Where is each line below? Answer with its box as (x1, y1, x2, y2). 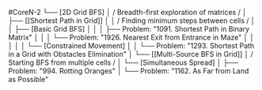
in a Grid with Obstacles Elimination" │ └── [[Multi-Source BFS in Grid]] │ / (8, 50, 253, 58)
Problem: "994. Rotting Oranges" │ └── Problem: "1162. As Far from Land (8, 66, 249, 75)
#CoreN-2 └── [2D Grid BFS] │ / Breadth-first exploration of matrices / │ (8, 8, 247, 17)
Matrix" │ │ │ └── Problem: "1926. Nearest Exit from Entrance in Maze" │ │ (8, 32, 255, 42)
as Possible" (8, 75, 49, 84)
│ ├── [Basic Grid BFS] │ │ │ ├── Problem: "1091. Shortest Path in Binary (8, 24, 250, 33)
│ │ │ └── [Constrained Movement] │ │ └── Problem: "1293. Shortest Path (8, 41, 255, 51)
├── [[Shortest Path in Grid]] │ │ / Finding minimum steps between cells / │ (8, 16, 256, 25)
